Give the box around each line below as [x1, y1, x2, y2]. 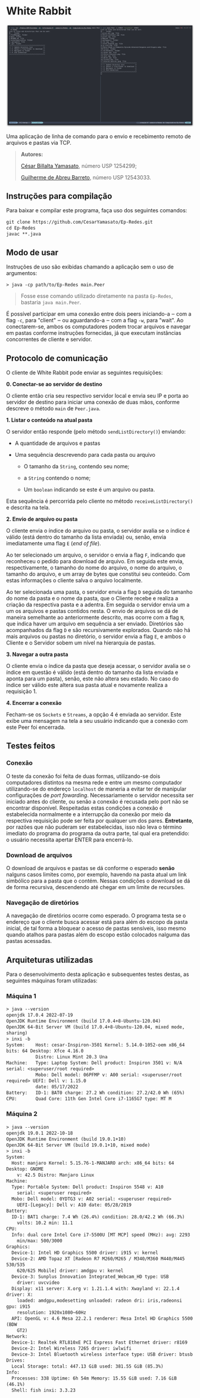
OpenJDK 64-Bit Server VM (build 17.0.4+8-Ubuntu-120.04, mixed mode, [6, 1024, 185, 1030]
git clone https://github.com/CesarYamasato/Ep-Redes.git [6, 219, 153, 225]
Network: [6, 1333, 28, 1339]
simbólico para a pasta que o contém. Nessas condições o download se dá [6, 877, 190, 884]
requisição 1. [6, 688, 37, 695]
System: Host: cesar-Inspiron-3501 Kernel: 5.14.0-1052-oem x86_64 [6, 1042, 185, 1048]
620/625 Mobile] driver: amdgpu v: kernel [17, 1268, 124, 1274]
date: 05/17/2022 [35, 1084, 79, 1090]
